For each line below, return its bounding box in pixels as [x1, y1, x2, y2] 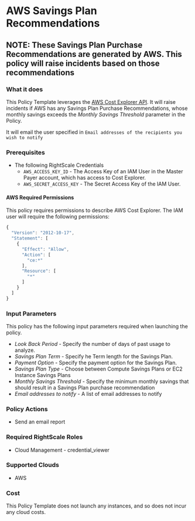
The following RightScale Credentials [14, 162, 104, 169]
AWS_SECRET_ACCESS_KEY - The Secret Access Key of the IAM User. [23, 180, 181, 187]
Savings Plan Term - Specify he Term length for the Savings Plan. [14, 352, 173, 359]
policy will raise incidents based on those [6, 58, 160, 68]
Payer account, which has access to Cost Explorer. [23, 174, 146, 181]
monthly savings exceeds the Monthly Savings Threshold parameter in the [6, 110, 186, 118]
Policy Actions [6, 405, 48, 413]
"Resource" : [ [21, 268, 57, 274]
